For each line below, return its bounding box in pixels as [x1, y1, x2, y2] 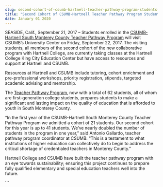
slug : [5, 7, 16, 12]
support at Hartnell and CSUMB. [5, 60, 69, 66]
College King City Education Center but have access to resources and [5, 56, 145, 61]
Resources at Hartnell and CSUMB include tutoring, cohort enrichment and [5, 70, 154, 76]
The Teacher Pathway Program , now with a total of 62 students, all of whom [5, 90, 157, 95]
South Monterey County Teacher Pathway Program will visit [21, 35, 141, 40]
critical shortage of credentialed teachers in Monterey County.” [5, 146, 131, 151]
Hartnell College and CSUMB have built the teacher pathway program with [5, 155, 154, 161]
